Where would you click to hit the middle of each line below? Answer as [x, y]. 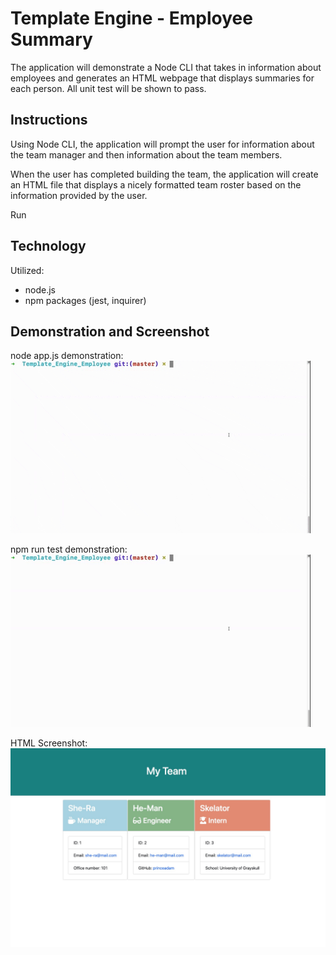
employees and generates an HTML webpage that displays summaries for [162, 78]
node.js [40, 289]
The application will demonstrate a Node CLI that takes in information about [166, 67]
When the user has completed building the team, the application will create [164, 174]
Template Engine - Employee [131, 18]
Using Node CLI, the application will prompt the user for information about [162, 144]
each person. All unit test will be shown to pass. [108, 88]
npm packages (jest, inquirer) [85, 300]
